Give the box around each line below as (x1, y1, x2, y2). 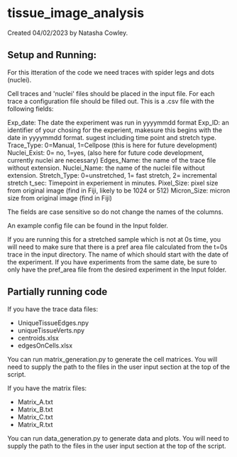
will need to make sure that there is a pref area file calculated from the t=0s (7, 242, 228, 251)
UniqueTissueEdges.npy (17, 318, 89, 327)
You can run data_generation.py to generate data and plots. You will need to (7, 434, 229, 442)
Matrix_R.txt (17, 420, 53, 429)
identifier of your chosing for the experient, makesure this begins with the (7, 126, 222, 134)
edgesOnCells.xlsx (17, 341, 73, 350)
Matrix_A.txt (17, 397, 53, 406)
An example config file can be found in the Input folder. (7, 221, 169, 230)
